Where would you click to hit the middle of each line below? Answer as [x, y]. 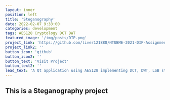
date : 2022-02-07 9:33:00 [32, 24]
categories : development [31, 29]
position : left [21, 15]
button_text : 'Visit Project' [37, 61]
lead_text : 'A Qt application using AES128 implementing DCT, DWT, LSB [82, 71]
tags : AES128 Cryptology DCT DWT [40, 33]
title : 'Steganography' [30, 19]
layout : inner [20, 10]
